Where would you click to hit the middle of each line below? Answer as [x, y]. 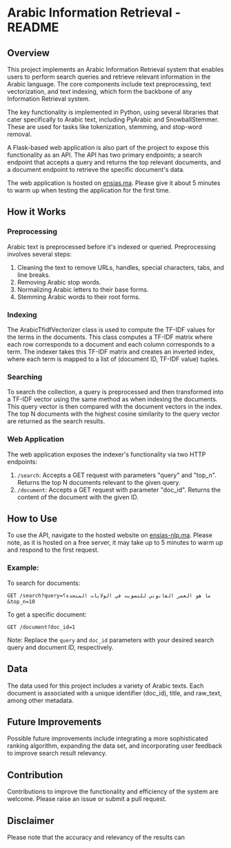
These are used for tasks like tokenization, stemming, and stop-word [104, 127]
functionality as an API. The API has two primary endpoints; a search [104, 155]
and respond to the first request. [53, 550]
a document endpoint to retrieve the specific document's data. [96, 170]
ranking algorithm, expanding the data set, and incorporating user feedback [115, 746]
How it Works [37, 212]
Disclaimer [31, 821]
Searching [25, 376]
